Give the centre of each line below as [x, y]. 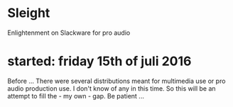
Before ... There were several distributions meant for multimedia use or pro [116, 81]
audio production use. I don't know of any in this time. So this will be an [112, 88]
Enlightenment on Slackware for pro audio [69, 33]
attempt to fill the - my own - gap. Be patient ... [76, 96]
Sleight [29, 13]
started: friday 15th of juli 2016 [99, 61]
